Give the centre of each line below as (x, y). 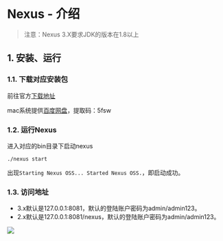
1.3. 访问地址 (28, 192)
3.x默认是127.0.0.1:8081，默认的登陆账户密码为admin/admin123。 (109, 208)
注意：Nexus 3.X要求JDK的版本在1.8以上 (81, 34)
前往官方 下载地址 (31, 95)
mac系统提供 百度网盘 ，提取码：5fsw (59, 110)
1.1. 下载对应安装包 (38, 80)
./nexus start (27, 159)
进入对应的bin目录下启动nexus (50, 146)
